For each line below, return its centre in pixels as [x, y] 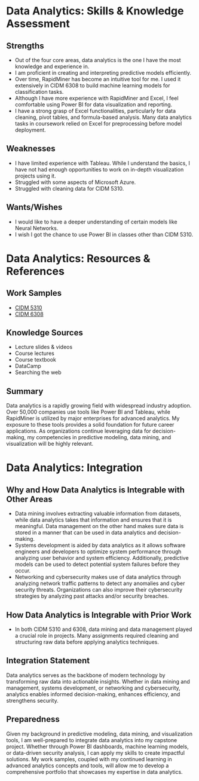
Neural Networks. [36, 228]
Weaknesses [31, 148]
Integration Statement [48, 661]
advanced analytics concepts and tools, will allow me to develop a [88, 765]
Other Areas [29, 499]
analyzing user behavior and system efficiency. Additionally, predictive [102, 558]
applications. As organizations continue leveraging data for [79, 431]
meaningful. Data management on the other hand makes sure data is [99, 526]
